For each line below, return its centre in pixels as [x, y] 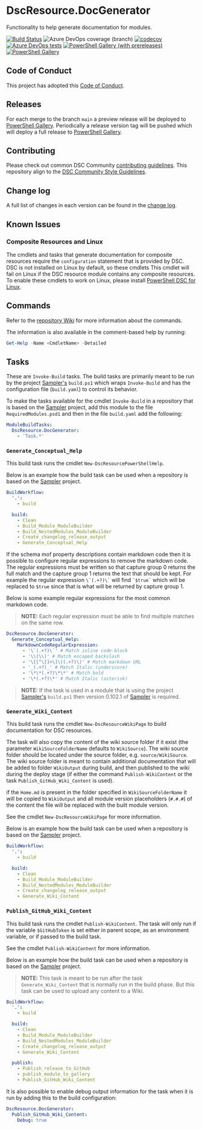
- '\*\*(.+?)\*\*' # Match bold [63, 673]
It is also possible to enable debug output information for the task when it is [100, 1091]
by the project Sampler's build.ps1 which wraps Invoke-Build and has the [99, 383]
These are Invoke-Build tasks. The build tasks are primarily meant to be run [100, 377]
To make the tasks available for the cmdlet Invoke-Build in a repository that [100, 401]
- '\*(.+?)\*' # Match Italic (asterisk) [75, 679]
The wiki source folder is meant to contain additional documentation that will [101, 762]
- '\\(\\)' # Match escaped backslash [71, 656]
